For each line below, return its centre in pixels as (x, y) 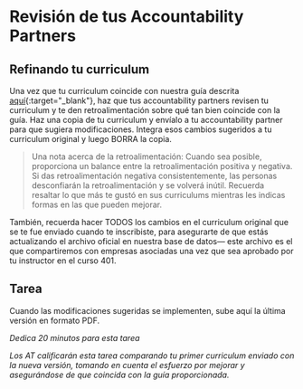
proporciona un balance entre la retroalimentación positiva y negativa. (162, 166)
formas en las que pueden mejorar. (97, 204)
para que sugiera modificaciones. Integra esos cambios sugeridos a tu (141, 129)
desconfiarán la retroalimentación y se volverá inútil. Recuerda (148, 185)
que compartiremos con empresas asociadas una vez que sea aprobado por (151, 251)
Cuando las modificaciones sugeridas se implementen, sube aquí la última (148, 310)
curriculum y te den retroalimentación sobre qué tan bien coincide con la (145, 110)
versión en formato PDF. (55, 320)
